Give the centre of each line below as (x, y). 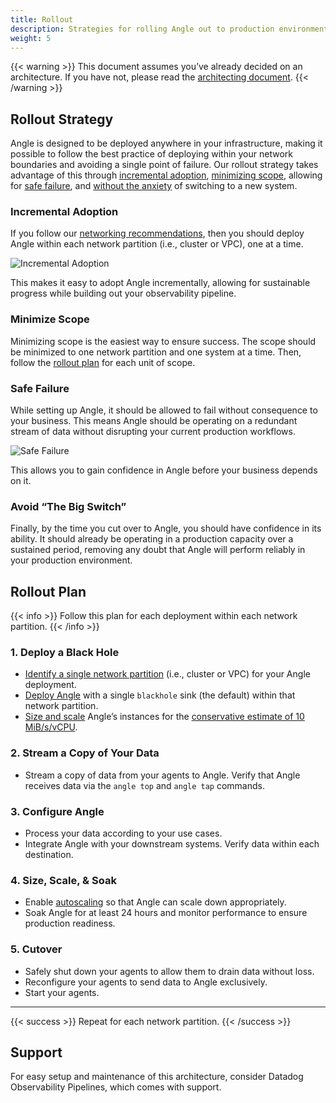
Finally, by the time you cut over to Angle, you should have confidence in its (166, 528)
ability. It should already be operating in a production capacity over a (152, 539)
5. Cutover (36, 949)
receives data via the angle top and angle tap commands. (144, 785)
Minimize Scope (50, 319)
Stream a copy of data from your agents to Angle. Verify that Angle (162, 775)
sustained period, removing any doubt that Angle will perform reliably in (158, 550)
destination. (49, 855)
